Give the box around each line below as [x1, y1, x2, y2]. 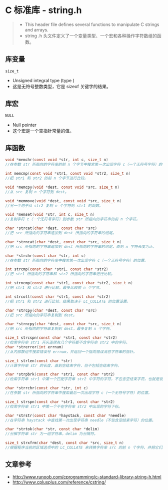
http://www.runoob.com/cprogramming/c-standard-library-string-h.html [12, 473, 161, 479]
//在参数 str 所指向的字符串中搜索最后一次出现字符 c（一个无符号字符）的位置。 [5, 390, 152, 395]
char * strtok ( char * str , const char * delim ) [5, 426, 99, 432]
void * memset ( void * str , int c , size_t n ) [5, 212, 95, 217]
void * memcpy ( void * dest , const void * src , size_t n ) [5, 185, 120, 190]
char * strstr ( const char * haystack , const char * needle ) [5, 413, 126, 418]
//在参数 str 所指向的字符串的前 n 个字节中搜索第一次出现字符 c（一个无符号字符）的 [5, 162, 162, 167]
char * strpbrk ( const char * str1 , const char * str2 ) [5, 372, 115, 377]
